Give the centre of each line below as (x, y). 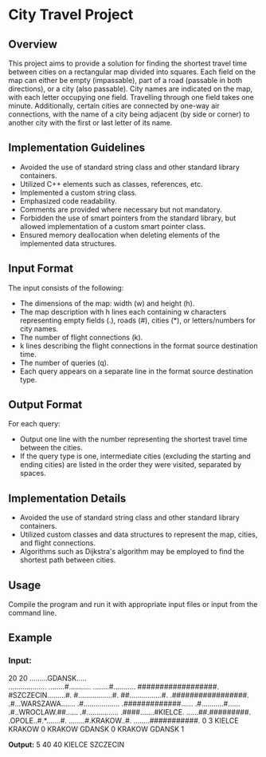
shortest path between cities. (68, 560)
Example (30, 638)
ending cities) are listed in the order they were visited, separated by (130, 465)
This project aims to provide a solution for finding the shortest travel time (128, 63)
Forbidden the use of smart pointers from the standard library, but (128, 218)
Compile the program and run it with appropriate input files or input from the (133, 604)
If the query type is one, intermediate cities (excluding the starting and (135, 456)
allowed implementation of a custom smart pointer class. (113, 226)
